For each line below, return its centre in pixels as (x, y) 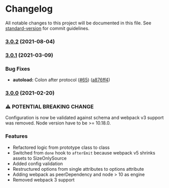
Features (17, 136)
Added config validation (38, 164)
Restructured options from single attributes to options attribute (78, 169)
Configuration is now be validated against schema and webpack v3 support (84, 118)
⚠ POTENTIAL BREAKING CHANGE (50, 106)
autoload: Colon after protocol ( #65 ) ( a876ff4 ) (61, 80)
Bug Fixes (18, 69)
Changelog (29, 9)
